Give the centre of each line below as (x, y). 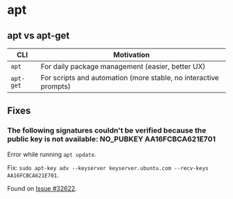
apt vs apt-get (38, 36)
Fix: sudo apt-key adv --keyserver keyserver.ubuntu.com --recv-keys (108, 167)
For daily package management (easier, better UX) (123, 66)
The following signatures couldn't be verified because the (107, 131)
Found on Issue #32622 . (42, 188)
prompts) (55, 86)
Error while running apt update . (52, 154)
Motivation (132, 55)
